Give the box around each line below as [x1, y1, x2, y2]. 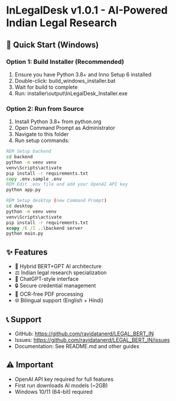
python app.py [6, 187, 41, 193]
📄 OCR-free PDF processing [14, 291, 84, 298]
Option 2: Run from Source [6, 104, 84, 113]
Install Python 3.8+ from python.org [14, 118, 102, 125]
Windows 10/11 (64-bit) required [14, 388, 93, 395]
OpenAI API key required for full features [14, 376, 114, 383]
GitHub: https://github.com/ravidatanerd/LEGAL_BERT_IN [14, 330, 154, 337]
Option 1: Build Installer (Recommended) [6, 57, 125, 66]
